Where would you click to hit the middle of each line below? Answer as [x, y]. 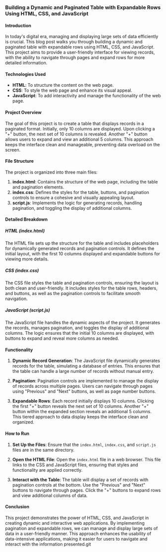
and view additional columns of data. [50, 495]
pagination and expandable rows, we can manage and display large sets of [82, 528]
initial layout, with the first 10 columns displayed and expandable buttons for [83, 254]
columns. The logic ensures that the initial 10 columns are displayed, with [80, 333]
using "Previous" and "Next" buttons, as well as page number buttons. [84, 391]
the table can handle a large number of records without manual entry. [83, 371]
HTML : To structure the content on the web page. [63, 85]
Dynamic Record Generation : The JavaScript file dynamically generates [86, 361]
